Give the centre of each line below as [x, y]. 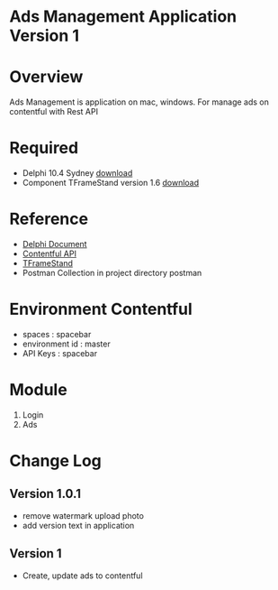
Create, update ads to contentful [82, 576]
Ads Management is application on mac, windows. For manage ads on [139, 102]
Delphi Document [54, 244]
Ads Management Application [123, 17]
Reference [49, 219]
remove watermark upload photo [83, 515]
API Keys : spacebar [59, 353]
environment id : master [66, 344]
